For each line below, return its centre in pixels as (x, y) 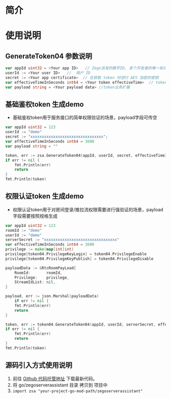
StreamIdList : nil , (35, 282)
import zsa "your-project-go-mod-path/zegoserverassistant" (78, 391)
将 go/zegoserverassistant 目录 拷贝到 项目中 (60, 385)
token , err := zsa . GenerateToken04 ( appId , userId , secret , (69, 155)
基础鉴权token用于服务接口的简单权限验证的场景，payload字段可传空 (85, 117)
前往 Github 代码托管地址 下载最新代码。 (55, 379)
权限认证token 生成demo (45, 196)
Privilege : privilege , (42, 278)
